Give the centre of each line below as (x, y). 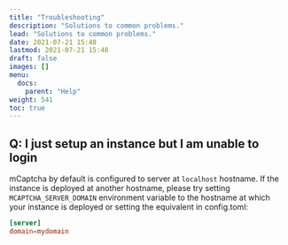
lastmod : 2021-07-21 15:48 (59, 50)
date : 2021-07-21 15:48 (53, 42)
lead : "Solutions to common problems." (83, 34)
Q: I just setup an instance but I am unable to (134, 144)
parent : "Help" (53, 91)
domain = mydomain (39, 231)
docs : (27, 83)
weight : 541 (31, 100)
